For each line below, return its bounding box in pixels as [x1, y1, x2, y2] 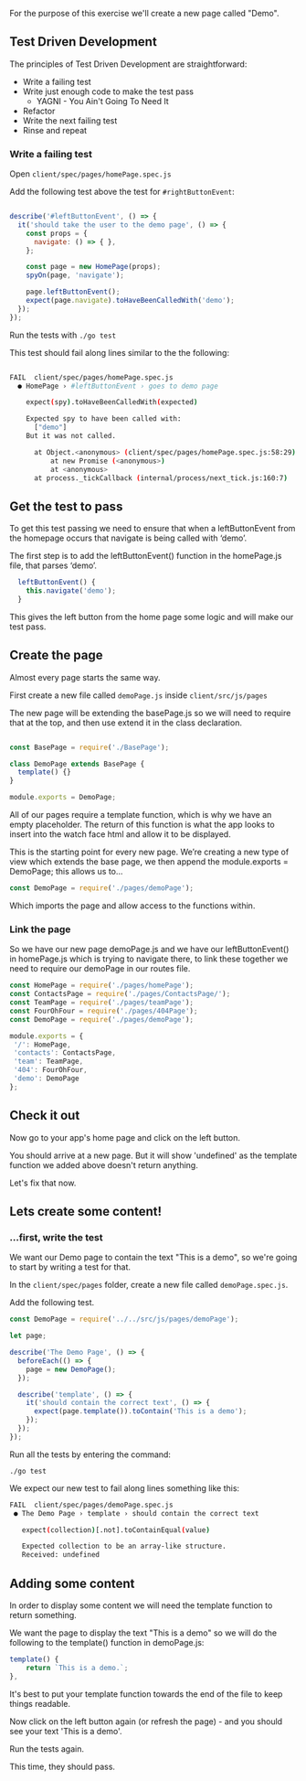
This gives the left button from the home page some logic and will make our [9, 611, 294, 622]
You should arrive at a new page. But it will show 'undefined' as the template [9, 1150, 298, 1161]
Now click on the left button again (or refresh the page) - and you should [9, 1715, 283, 1727]
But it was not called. [26, 432, 117, 441]
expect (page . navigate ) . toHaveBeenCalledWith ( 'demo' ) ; [26, 296, 235, 306]
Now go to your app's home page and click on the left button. [9, 1132, 240, 1143]
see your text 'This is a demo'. [9, 1725, 122, 1736]
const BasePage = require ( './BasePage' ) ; [9, 743, 170, 752]
